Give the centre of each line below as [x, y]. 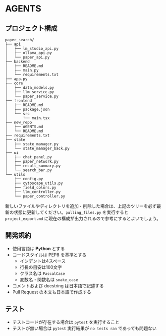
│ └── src [17, 114]
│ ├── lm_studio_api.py [32, 49]
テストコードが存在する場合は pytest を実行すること [66, 322]
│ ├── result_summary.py [33, 166]
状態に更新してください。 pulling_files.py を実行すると [71, 212]
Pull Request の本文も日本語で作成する [52, 292]
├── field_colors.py [35, 188]
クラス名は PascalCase [42, 273]
